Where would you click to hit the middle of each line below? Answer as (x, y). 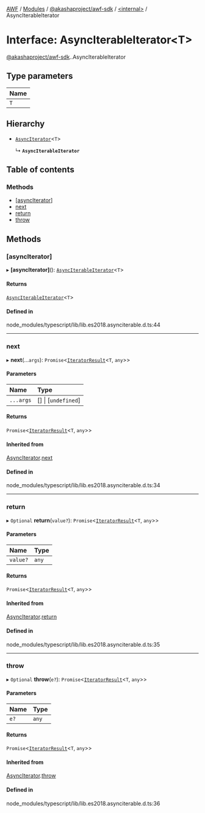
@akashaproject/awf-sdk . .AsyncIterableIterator (66, 57)
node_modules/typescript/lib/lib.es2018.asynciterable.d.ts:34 (83, 485)
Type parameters (40, 76)
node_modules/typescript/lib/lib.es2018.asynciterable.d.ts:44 (83, 325)
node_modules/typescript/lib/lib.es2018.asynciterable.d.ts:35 (83, 644)
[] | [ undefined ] (59, 400)
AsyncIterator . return (31, 617)
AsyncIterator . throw (31, 776)
